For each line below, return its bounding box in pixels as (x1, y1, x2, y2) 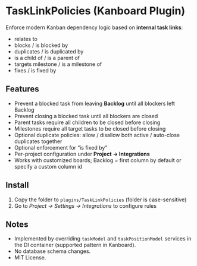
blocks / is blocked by (14, 42, 68, 49)
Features (5, 84, 39, 94)
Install (5, 180, 29, 191)
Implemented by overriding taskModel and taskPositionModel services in (14, 235, 192, 242)
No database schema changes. (14, 248, 91, 255)
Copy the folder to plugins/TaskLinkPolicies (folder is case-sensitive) (14, 196, 187, 203)
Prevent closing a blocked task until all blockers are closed (14, 112, 158, 119)
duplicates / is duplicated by (14, 47, 84, 55)
